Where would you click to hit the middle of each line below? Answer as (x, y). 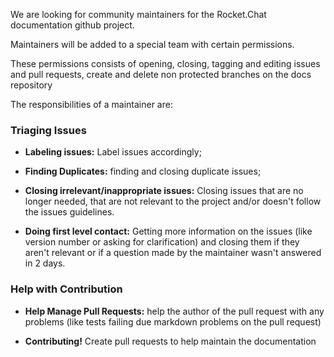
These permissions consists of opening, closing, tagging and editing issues (165, 63)
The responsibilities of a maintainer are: (91, 104)
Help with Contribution (66, 289)
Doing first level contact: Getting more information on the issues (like (168, 231)
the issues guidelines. (69, 212)
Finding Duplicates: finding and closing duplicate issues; (143, 171)
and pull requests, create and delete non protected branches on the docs (161, 74)
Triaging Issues (48, 130)
